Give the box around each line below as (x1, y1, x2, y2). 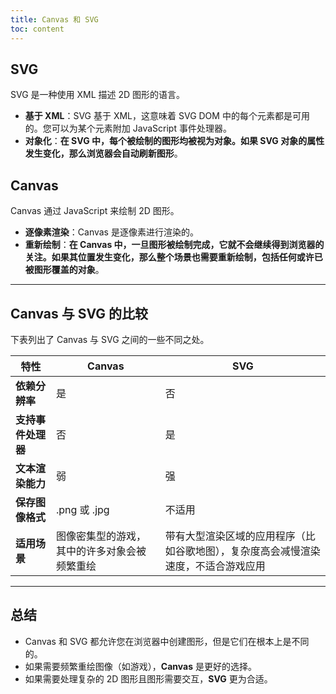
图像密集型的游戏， (55, 529, 147, 543)
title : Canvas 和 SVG (10, 14, 99, 25)
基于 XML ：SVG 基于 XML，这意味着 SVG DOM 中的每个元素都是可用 (24, 110, 310, 122)
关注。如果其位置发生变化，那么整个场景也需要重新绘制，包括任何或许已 (24, 251, 323, 263)
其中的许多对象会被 (55, 544, 147, 558)
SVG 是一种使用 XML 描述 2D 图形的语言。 (10, 89, 186, 101)
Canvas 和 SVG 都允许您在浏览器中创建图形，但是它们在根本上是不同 (24, 635, 310, 647)
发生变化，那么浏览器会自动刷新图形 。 (24, 147, 183, 160)
